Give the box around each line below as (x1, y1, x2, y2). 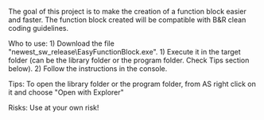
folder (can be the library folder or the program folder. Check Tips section (8, 55, 250, 65)
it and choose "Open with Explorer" (8, 88, 125, 97)
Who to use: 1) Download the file (8, 39, 115, 48)
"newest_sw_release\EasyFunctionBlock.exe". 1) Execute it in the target (8, 47, 241, 56)
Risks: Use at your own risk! (8, 103, 99, 112)
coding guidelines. (8, 24, 69, 32)
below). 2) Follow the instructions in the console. (8, 64, 168, 73)
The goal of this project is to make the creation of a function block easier (8, 7, 247, 16)
